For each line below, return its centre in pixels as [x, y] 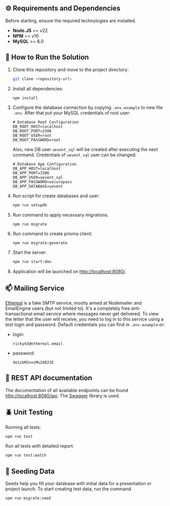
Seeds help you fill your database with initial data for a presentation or [78, 484]
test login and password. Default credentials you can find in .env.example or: [85, 324]
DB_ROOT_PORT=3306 [32, 131]
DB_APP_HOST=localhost [37, 169]
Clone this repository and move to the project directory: [71, 69]
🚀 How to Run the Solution [47, 57]
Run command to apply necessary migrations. [61, 215]
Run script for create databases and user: [56, 196]
